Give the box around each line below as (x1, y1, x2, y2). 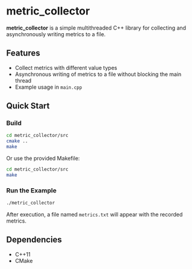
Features (6, 48, 40, 59)
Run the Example (6, 186, 57, 194)
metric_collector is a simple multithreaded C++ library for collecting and (6, 24, 187, 31)
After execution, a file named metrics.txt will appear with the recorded (6, 210, 183, 218)
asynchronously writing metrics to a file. (6, 30, 106, 37)
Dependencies (6, 235, 62, 245)
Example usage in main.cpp (14, 83, 82, 90)
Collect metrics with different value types (14, 64, 117, 71)
